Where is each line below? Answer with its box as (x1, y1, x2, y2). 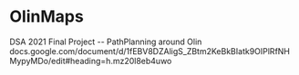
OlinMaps (9, 6, 84, 27)
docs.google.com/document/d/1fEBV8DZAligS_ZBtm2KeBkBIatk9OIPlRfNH (9, 45, 290, 56)
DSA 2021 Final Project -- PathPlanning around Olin (9, 36, 202, 47)
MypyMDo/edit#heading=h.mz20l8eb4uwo (9, 55, 172, 66)
